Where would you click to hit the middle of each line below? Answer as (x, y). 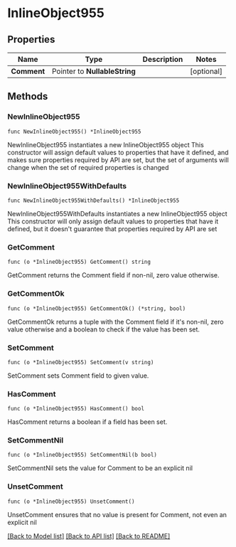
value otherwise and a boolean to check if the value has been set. (104, 329)
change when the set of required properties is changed (88, 167)
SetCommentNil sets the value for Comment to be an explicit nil (100, 468)
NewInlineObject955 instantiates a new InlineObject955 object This (106, 144)
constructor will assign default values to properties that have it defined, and (118, 152)
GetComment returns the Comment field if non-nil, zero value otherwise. (113, 275)
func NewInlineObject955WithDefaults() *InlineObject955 (93, 201)
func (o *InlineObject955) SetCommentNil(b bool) (82, 455)
